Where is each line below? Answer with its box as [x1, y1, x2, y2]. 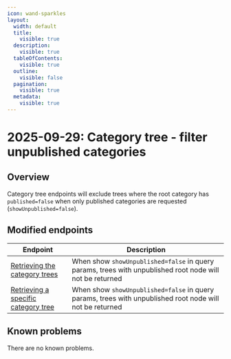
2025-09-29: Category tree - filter [7, 130, 208, 145]
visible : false [19, 74, 63, 81]
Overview [7, 172, 50, 183]
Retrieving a [10, 285, 49, 294]
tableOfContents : [13, 55, 63, 62]
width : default [13, 23, 57, 30]
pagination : [13, 81, 48, 88]
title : [13, 29, 32, 37]
